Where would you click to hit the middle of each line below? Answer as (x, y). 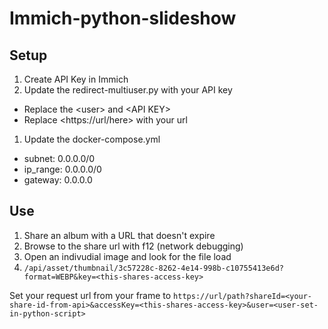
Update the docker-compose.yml (92, 139)
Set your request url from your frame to (90, 295)
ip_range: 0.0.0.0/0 (62, 169)
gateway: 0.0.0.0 (58, 180)
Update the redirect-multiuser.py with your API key (128, 90)
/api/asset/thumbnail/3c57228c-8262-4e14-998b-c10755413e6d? (154, 268)
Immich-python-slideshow (123, 18)
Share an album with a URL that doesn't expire (119, 235)
